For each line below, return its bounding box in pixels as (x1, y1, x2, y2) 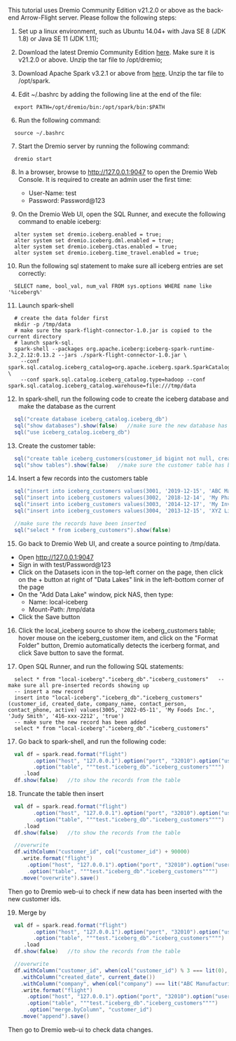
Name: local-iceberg (28, 597, 88, 606)
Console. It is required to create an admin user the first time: (18, 175, 192, 183)
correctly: (18, 270, 46, 277)
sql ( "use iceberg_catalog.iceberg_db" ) (14, 428, 131, 436)
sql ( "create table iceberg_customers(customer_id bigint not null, (14, 455, 216, 462)
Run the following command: (18, 116, 101, 124)
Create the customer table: (18, 442, 96, 450)
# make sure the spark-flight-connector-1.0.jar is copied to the (14, 327, 212, 334)
